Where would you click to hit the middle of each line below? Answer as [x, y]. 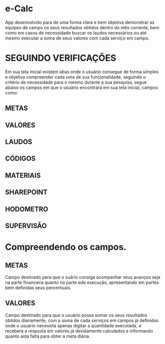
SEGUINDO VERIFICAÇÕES [61, 58]
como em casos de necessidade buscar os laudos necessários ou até [76, 33]
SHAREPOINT [26, 193]
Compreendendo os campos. [66, 247]
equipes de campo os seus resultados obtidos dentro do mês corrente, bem [82, 27]
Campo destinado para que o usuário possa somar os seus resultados [76, 315]
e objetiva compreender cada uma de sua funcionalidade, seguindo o [76, 77]
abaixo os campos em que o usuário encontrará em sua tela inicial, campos [82, 87]
